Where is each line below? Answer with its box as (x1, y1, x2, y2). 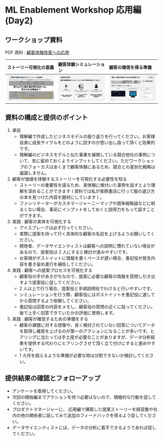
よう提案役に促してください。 (23, 279, 83, 285)
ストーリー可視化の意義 (7, 64, 54, 70)
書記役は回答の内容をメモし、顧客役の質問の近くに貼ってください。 (19, 304, 155, 310)
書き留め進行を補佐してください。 (28, 261, 96, 267)
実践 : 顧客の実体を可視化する (12, 219, 71, 224)
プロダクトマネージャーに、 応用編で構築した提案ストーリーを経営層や (12, 406, 154, 412)
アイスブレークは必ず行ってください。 (19, 224, 96, 230)
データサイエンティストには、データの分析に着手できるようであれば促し (12, 424, 157, 430)
